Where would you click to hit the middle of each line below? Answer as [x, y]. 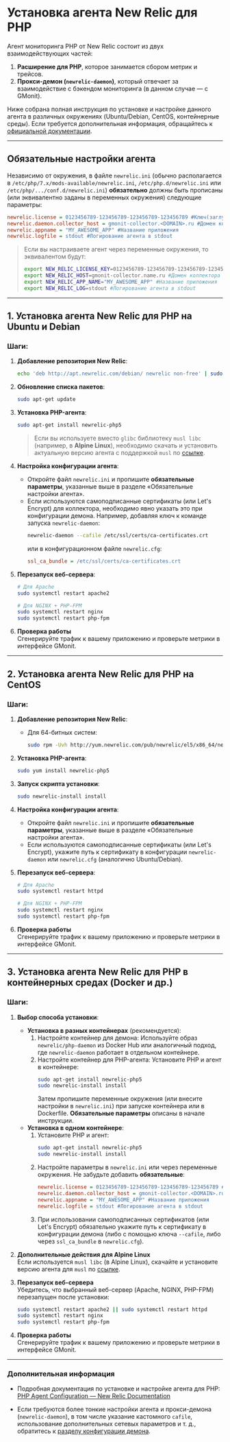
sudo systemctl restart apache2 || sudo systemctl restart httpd [112, 1309]
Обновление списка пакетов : [61, 387]
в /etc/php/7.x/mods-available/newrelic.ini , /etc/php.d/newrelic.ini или [114, 182]
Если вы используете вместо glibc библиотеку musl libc [118, 438]
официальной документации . [50, 131]
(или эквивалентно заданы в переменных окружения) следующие [104, 197]
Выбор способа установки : [58, 1017]
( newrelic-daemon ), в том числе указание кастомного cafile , [105, 1417]
